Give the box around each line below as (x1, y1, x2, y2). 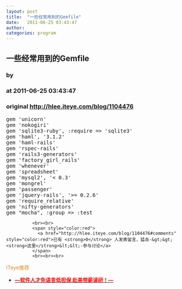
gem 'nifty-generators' (6, 203, 74, 210)
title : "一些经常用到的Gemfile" (6, 14, 81, 20)
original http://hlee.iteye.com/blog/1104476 (6, 103, 134, 111)
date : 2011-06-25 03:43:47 (6, 19, 77, 25)
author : (6, 25, 25, 31)
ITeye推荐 (6, 264, 30, 271)
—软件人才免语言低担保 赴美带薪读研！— (14, 276, 114, 283)
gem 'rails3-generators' (6, 151, 77, 158)
